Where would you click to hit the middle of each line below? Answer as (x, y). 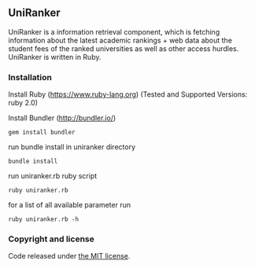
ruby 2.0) (23, 103)
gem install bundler (42, 133)
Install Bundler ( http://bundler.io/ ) (62, 118)
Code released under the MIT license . (69, 256)
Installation (30, 77)
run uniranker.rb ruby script (53, 176)
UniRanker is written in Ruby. (55, 57)
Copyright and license (51, 239)
